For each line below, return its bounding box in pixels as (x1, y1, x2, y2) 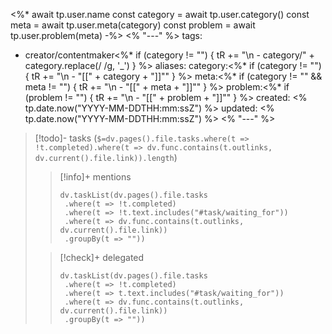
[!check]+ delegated (59, 252, 145, 263)
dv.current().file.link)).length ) (34, 152, 178, 163)
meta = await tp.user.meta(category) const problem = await (10, 19, 256, 31)
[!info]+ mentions (59, 171, 132, 183)
